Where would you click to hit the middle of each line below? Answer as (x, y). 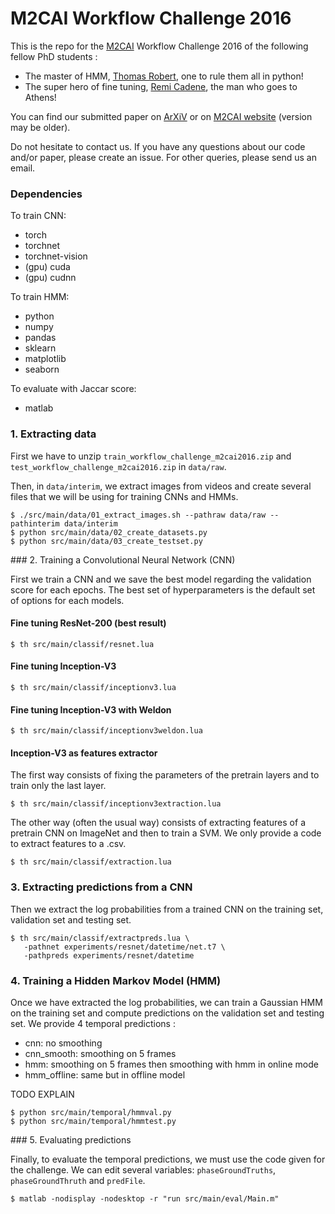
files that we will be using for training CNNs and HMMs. (124, 496)
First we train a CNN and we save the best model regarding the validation (161, 579)
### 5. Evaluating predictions (71, 1139)
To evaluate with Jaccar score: (73, 389)
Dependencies (46, 194)
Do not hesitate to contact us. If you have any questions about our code (158, 146)
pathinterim (35, 523)
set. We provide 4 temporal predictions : (93, 1023)
